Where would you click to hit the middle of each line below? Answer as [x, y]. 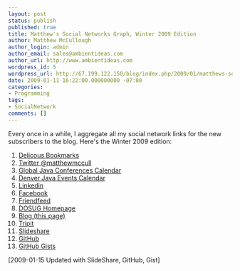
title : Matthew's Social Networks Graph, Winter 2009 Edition [102, 34]
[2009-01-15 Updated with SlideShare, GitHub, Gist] [84, 260]
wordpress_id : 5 [32, 67]
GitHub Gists [37, 246]
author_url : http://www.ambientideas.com [71, 61]
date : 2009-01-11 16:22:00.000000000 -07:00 [75, 80]
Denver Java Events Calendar [62, 178]
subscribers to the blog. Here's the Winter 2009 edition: [90, 141]
